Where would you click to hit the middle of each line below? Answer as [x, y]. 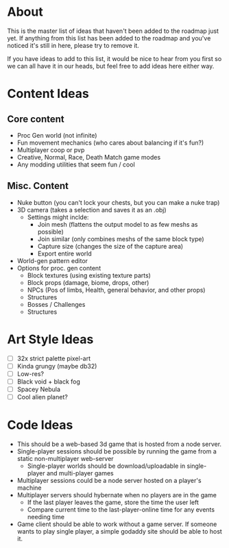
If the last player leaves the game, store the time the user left [113, 502]
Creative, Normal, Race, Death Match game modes [89, 157]
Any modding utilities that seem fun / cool [76, 164]
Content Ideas [48, 94]
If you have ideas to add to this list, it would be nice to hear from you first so [114, 58]
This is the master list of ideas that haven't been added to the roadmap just [113, 31]
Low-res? [31, 373]
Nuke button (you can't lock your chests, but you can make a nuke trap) [118, 202]
